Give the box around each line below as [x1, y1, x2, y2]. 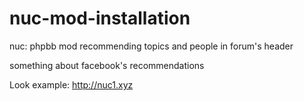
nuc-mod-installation [9, 7, 191, 30]
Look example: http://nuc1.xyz [9, 78, 134, 91]
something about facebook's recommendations [9, 59, 205, 71]
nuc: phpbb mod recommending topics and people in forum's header [9, 40, 294, 52]
